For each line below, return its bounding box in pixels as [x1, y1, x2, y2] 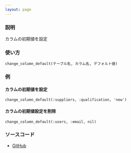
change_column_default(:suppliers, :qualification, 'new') [5, 97, 127, 102]
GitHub [12, 142, 27, 148]
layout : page [5, 7, 32, 12]
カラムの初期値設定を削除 [5, 108, 56, 114]
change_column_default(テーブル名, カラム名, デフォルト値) [5, 61, 118, 66]
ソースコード [5, 131, 35, 138]
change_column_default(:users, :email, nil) [5, 119, 97, 124]
